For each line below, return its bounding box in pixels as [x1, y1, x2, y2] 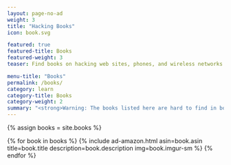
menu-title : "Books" [7, 73, 67, 79]
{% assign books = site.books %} [7, 124, 102, 131]
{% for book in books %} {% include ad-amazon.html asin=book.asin [7, 137, 203, 144]
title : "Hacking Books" [7, 23, 76, 29]
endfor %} [7, 151, 36, 160]
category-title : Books [7, 92, 72, 99]
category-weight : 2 [7, 99, 63, 105]
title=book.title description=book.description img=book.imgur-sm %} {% [7, 144, 213, 152]
